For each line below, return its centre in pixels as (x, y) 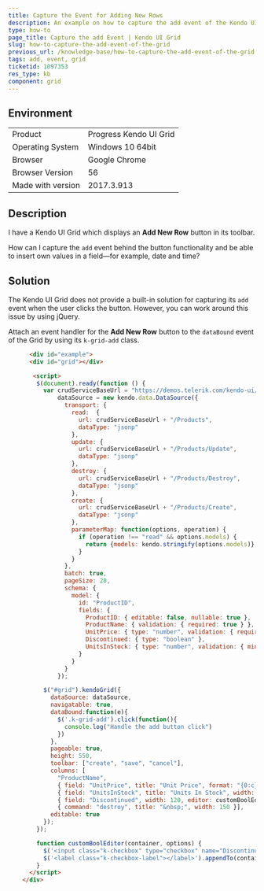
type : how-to (29, 30)
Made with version (46, 186)
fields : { (94, 610)
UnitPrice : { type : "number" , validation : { (159, 632)
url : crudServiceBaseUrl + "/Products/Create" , (158, 508)
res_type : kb (29, 74)
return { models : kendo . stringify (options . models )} (170, 544)
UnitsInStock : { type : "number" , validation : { (165, 647)
